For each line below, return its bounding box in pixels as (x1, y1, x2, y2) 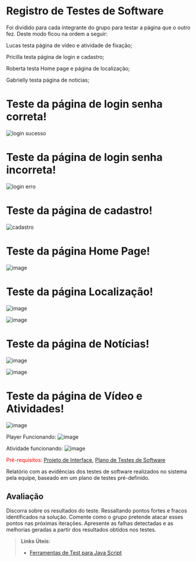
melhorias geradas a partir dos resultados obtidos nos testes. (6, 526, 156, 533)
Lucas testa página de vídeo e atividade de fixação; (6, 42, 132, 49)
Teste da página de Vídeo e (6, 389, 143, 403)
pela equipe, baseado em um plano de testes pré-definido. (6, 474, 150, 481)
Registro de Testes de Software (6, 4, 164, 18)
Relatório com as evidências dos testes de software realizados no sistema (6, 468, 187, 475)
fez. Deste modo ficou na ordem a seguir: (6, 30, 108, 37)
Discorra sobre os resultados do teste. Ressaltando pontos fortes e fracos (6, 507, 187, 514)
